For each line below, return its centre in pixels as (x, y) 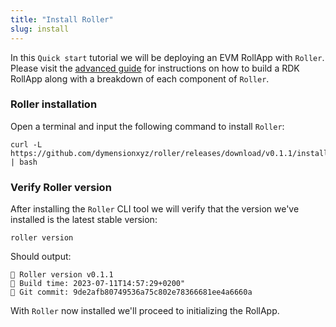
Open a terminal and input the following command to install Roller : (147, 126)
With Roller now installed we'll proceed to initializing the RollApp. (145, 311)
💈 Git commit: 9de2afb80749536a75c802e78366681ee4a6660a (131, 292)
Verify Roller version (61, 187)
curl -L (26, 144)
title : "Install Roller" (62, 19)
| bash (24, 162)
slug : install (40, 29)
